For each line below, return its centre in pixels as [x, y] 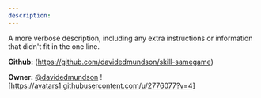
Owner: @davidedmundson [53, 77]
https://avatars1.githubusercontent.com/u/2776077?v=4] [103, 85]
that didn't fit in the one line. [54, 46]
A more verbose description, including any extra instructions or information [130, 38]
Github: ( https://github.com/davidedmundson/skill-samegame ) [111, 62]
